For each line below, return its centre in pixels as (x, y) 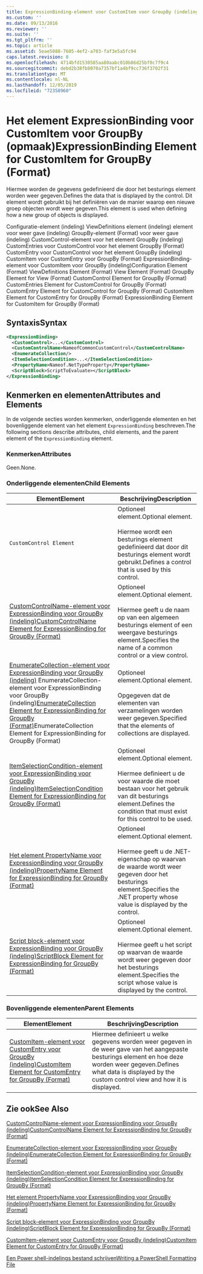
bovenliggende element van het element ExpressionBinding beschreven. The (101, 425)
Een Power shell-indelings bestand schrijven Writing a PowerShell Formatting (101, 1258)
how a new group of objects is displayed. (57, 215)
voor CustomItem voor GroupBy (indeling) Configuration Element (108, 265)
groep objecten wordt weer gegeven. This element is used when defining (97, 208)
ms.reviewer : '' (27, 29)
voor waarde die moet (149, 781)
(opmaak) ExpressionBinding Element (101, 147)
